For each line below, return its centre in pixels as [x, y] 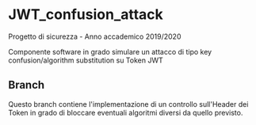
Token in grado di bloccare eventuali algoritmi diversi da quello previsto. [126, 112]
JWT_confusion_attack [86, 15]
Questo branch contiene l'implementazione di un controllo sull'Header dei [128, 104]
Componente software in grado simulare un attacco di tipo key [110, 51]
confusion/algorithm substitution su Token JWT [86, 60]
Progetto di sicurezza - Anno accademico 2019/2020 [95, 36]
